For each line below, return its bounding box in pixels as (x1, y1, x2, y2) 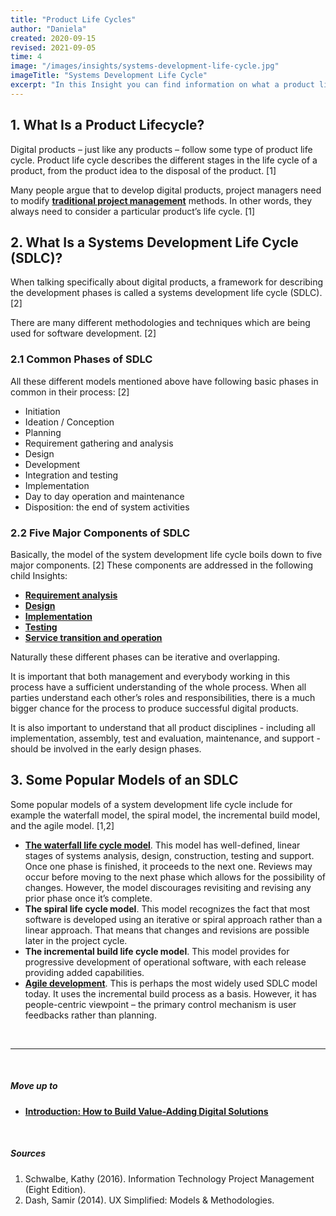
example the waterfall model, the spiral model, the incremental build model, (10, 809, 321, 821)
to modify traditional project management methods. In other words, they (10, 194, 313, 206)
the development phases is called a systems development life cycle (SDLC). (10, 287, 323, 299)
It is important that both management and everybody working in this (10, 670, 291, 682)
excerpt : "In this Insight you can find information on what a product (10, 80, 315, 90)
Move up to (10, 1080, 58, 1092)
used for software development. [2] (10, 327, 157, 340)
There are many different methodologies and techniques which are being (10, 317, 311, 329)
